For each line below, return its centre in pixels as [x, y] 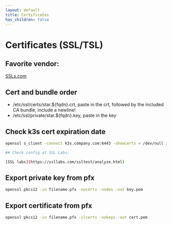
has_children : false [27, 19]
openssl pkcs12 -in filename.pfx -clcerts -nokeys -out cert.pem [76, 218]
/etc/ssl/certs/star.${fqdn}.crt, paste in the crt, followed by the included [88, 105]
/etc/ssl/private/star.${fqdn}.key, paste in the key [64, 115]
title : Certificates [27, 15]
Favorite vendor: [32, 64]
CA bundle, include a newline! [44, 110]
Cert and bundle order [41, 92]
